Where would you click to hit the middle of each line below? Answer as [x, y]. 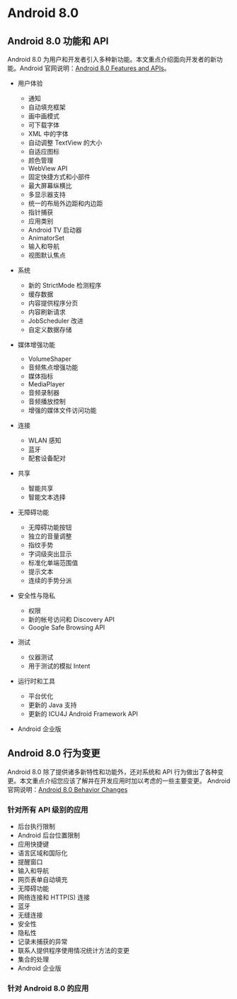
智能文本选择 [47, 497]
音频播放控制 [47, 401]
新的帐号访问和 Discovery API [71, 619]
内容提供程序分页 [53, 303]
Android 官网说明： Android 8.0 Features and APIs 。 [95, 68]
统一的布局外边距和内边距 [65, 203]
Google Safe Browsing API [67, 627]
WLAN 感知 [45, 440]
